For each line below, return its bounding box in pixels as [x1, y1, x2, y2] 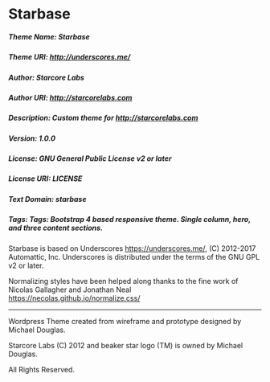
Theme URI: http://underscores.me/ [8, 52, 131, 62]
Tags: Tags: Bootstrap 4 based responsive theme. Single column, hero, [8, 215, 252, 224]
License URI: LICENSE [8, 174, 83, 183]
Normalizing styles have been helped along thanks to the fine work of [8, 276, 239, 285]
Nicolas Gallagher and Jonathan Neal [8, 285, 132, 294]
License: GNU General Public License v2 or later [8, 154, 172, 163]
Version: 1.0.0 [8, 133, 56, 143]
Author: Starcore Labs [8, 72, 84, 82]
